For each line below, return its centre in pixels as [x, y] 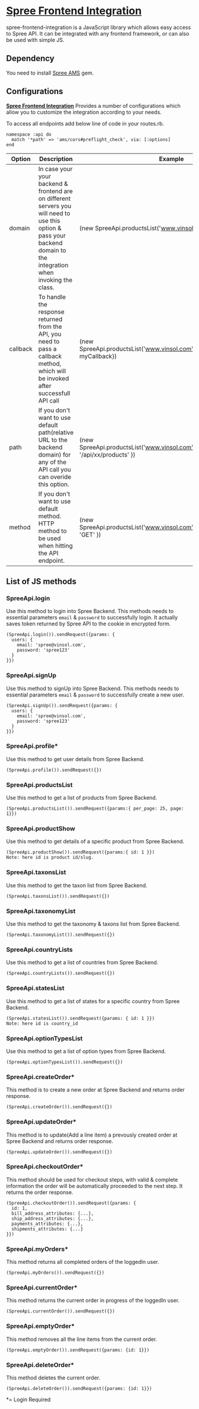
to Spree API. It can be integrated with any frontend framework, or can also [98, 33]
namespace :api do [29, 134]
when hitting [55, 545]
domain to [52, 250]
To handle [52, 297]
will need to [54, 213]
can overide [55, 477]
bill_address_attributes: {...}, [53, 1213]
